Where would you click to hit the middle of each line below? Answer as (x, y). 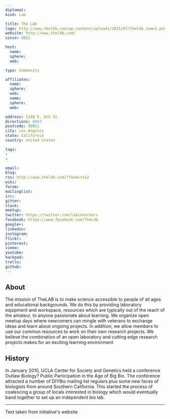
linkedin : (16, 229)
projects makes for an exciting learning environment (59, 343)
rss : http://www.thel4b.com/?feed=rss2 (47, 178)
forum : (12, 187)
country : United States (30, 140)
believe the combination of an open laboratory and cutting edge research (81, 337)
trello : (13, 262)
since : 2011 (18, 38)
